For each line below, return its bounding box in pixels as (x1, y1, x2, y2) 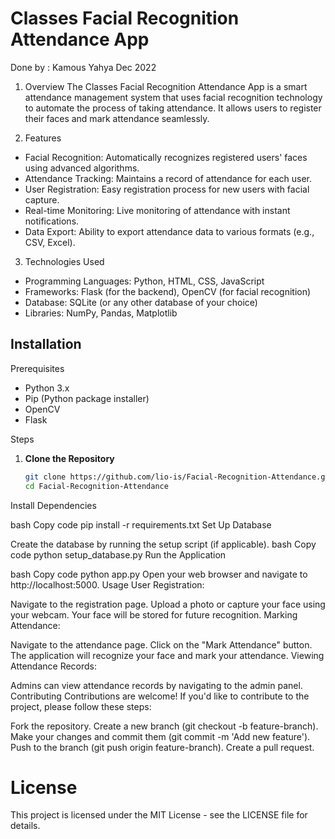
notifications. (24, 215, 80, 227)
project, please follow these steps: (10, 700, 152, 712)
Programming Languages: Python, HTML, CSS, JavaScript (24, 275, 265, 287)
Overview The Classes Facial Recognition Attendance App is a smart (24, 80, 308, 92)
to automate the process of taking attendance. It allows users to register (24, 102, 322, 114)
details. (10, 820, 41, 832)
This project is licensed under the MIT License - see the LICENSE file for (10, 809, 308, 821)
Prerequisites (10, 362, 65, 374)
